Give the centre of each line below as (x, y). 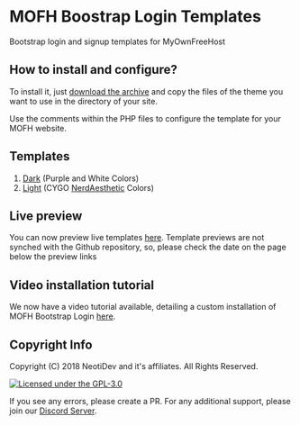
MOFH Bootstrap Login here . (63, 316)
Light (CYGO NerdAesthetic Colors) (88, 187)
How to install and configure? (93, 70)
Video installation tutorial (82, 285)
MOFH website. (38, 128)
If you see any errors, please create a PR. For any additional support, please (150, 401)
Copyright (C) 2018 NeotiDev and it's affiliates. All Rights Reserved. (134, 366)
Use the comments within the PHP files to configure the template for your (145, 118)
